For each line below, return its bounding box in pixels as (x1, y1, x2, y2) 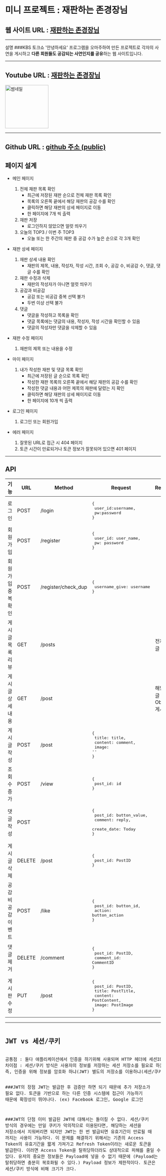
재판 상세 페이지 (12, 246, 43, 252)
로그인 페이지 (12, 408, 38, 414)
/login (40, 507, 54, 514)
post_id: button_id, (94, 903, 141, 909)
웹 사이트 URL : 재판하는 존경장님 (5, 26, 100, 34)
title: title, (94, 735, 126, 740)
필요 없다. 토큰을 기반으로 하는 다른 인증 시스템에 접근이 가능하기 (5, 1090, 143, 1096)
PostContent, (92, 997, 122, 1003)
